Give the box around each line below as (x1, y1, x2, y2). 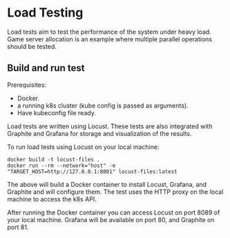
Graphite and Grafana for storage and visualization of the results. (7, 129, 192, 137)
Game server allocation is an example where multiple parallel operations (7, 34, 213, 43)
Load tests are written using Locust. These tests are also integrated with (7, 122, 213, 130)
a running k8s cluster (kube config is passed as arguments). (17, 101, 189, 110)
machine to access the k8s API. (7, 195, 97, 203)
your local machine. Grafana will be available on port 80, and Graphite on (7, 215, 215, 224)
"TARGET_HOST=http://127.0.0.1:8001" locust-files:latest (7, 168, 178, 175)
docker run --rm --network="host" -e (7, 162, 116, 169)
